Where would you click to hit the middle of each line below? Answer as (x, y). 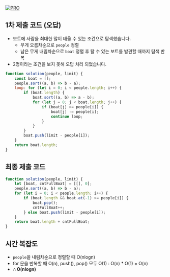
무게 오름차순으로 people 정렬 (50, 45)
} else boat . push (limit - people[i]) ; (65, 212)
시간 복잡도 (22, 244)
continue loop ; (67, 117)
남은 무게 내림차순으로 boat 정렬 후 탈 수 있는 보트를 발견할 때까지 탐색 (90, 51)
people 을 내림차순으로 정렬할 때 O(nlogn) (54, 257)
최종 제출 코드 (25, 167)
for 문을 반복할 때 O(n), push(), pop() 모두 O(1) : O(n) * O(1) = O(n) (80, 263)
